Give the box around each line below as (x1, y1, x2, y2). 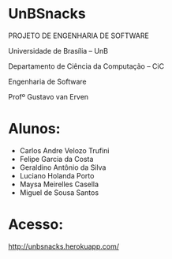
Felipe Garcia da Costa (19, 154, 94, 163)
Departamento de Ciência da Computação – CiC (8, 61, 164, 71)
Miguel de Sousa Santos (19, 187, 99, 197)
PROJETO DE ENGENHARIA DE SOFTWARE (8, 31, 150, 40)
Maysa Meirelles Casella (19, 179, 99, 189)
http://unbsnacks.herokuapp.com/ (8, 242, 120, 251)
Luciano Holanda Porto (19, 171, 95, 180)
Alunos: (8, 120, 61, 138)
